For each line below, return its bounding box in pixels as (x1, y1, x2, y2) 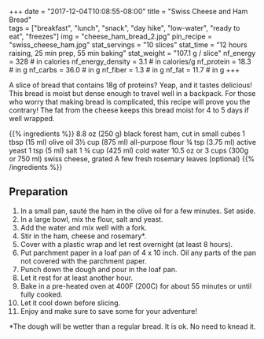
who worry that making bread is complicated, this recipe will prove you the (9, 98, 251, 106)
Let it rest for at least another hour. (20, 273, 133, 282)
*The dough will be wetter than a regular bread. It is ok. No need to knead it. (9, 322, 256, 331)
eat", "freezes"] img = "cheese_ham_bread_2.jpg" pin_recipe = (9, 31, 213, 41)
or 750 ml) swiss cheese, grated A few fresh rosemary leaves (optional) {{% (9, 154, 255, 164)
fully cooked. (20, 289, 63, 299)
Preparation (9, 185, 68, 199)
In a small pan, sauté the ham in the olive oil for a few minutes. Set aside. (20, 206, 256, 216)
